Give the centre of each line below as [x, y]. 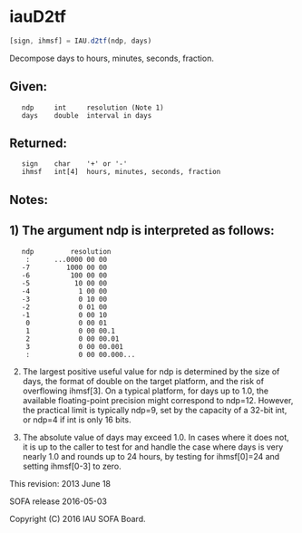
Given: [29, 87]
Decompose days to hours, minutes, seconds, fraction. [112, 58]
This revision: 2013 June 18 [60, 483]
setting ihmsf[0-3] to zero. [72, 466]
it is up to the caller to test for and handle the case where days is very [153, 447]
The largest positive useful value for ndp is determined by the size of [151, 371]
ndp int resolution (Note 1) [93, 107]
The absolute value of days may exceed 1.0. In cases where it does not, [156, 437]
